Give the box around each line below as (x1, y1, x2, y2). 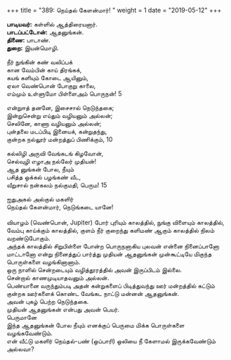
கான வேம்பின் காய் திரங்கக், (6, 66, 82, 74)
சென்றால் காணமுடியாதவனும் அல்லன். (6, 274, 110, 282)
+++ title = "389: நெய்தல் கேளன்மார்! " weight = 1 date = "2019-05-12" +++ (6, 6, 222, 14)
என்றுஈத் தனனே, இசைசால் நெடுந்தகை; (6, 103, 114, 112)
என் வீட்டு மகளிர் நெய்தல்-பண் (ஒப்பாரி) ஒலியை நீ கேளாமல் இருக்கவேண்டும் (6, 337, 216, 345)
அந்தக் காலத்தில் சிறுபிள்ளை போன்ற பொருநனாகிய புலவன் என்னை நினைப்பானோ (6, 242, 220, 250)
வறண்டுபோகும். (6, 234, 51, 242)
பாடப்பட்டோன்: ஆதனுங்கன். (6, 28, 84, 36)
